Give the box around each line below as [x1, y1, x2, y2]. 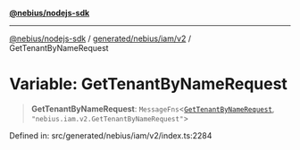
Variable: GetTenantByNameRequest [9, 74, 288, 95]
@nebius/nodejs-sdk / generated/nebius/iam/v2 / [9, 33, 192, 44]
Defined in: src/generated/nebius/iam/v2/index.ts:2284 [9, 129, 212, 141]
